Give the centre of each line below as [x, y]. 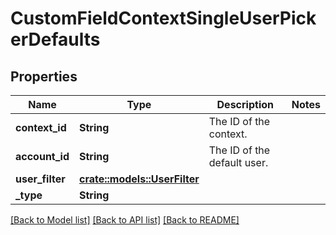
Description [245, 104]
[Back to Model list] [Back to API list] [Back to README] [125, 220]
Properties [44, 76]
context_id [41, 127]
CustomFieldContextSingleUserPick [163, 18]
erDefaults [55, 39]
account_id [42, 156]
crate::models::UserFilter [139, 179]
